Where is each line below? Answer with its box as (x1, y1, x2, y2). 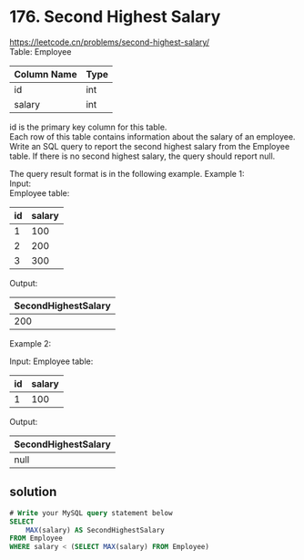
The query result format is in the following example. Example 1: (9, 168, 245, 179)
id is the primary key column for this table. (9, 121, 167, 132)
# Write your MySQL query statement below (9, 508, 173, 517)
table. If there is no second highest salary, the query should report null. (9, 150, 276, 161)
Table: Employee (9, 46, 72, 57)
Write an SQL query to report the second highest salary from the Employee (9, 140, 290, 151)
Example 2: (9, 337, 52, 348)
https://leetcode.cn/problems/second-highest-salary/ (9, 36, 210, 47)
